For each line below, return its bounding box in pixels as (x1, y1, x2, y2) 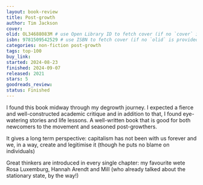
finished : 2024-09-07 (6, 64, 61, 71)
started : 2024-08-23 (6, 59, 59, 65)
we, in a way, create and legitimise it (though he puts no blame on (6, 141, 170, 148)
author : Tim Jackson (6, 20, 59, 26)
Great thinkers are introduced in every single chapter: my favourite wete (6, 159, 185, 166)
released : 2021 (6, 71, 45, 77)
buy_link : (6, 54, 31, 60)
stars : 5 (6, 76, 28, 82)
